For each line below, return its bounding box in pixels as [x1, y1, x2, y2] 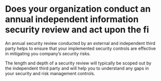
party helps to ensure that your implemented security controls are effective [5, 45, 156, 51]
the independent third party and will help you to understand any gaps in [5, 65, 149, 71]
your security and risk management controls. [5, 70, 95, 76]
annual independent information [5, 14, 139, 25]
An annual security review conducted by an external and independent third [5, 40, 156, 46]
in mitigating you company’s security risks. [5, 50, 91, 57]
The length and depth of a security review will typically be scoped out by [5, 60, 152, 66]
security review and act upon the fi [5, 24, 149, 35]
